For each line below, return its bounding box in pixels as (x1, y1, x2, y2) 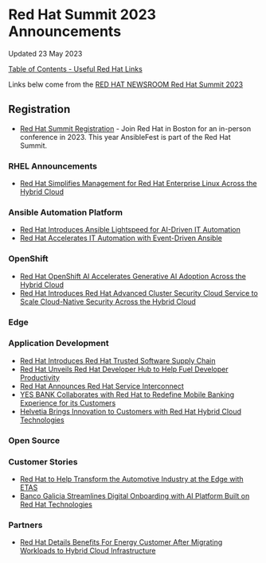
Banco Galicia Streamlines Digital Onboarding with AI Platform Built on (19, 491, 250, 501)
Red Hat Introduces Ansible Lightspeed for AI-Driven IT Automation (19, 225, 241, 235)
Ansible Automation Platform (8, 207, 123, 218)
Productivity (19, 372, 60, 382)
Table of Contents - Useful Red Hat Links (8, 64, 143, 73)
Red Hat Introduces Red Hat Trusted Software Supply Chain (19, 355, 217, 365)
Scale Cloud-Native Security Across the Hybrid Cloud (19, 297, 197, 306)
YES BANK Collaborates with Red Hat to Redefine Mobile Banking (19, 390, 235, 399)
